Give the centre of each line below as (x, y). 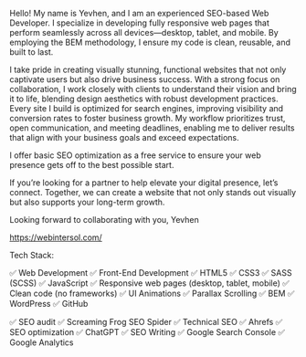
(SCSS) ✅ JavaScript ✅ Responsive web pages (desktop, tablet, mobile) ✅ (149, 283)
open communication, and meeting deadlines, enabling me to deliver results (152, 128)
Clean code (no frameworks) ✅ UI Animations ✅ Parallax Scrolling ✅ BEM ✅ (152, 293)
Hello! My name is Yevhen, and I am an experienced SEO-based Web (139, 13)
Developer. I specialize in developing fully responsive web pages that (139, 23)
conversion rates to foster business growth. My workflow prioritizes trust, (148, 118)
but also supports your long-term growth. (87, 202)
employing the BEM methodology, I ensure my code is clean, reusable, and (150, 42)
